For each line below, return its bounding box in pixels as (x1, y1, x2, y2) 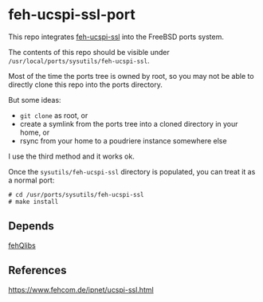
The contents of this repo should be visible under (8, 47, 170, 57)
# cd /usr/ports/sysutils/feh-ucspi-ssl (8, 190, 145, 198)
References (8, 264, 67, 277)
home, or (19, 127, 50, 137)
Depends (8, 219, 54, 233)
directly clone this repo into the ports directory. (8, 80, 163, 89)
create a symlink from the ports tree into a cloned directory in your (19, 119, 238, 128)
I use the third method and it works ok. (8, 151, 135, 161)
